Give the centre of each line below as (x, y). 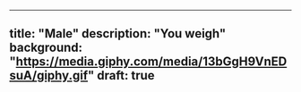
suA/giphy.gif (48, 75)
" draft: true (121, 75)
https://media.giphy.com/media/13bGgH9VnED (151, 62)
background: (46, 48)
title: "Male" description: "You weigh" (118, 33)
